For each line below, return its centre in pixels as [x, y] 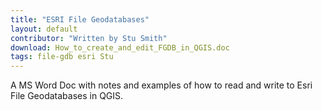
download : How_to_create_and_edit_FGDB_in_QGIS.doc [120, 47]
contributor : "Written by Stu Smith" [89, 38]
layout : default [44, 29]
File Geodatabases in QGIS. [67, 96]
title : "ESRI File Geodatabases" [80, 19]
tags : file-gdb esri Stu [62, 57]
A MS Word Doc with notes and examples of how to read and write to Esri [161, 85]
